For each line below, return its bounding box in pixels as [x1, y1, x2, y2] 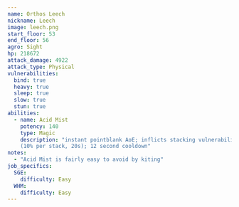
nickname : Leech [7, 17, 55, 24]
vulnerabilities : [7, 70, 59, 77]
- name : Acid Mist [14, 116, 69, 123]
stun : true [14, 103, 46, 110]
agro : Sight [7, 43, 43, 51]
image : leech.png [7, 23, 59, 31]
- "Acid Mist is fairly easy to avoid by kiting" [14, 156, 164, 164]
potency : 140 [20, 122, 59, 130]
